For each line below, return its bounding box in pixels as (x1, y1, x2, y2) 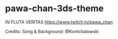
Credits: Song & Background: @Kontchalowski (5, 28, 99, 34)
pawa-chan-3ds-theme (5, 3, 104, 14)
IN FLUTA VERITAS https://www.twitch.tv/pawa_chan (5, 19, 113, 25)
